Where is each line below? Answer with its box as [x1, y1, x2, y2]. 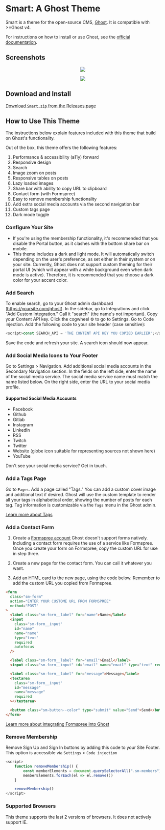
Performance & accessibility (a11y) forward [12, 154, 99, 160]
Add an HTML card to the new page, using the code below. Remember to [12, 575, 160, 581]
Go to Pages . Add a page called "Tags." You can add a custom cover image [5, 486, 156, 492]
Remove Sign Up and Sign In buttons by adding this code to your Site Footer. [5, 744, 160, 750]
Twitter [12, 443, 27, 449]
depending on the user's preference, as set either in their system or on [12, 256, 156, 262]
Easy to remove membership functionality [12, 196, 97, 202]
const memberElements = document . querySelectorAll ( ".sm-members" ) [23, 768, 162, 773]
